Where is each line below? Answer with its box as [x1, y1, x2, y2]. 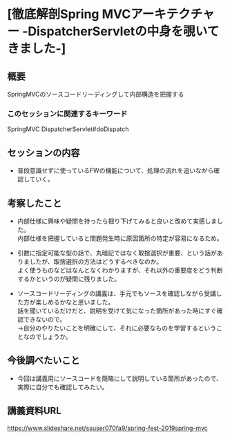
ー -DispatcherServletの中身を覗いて [7, 23, 220, 39]
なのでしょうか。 [23, 332, 73, 340]
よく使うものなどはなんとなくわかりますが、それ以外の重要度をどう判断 [17, 266, 223, 274]
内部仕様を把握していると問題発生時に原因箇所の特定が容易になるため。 [17, 234, 223, 242]
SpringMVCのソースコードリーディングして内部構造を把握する [7, 90, 184, 98]
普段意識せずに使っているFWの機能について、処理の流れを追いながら [17, 166, 214, 175]
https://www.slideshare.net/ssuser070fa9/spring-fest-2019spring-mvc [7, 424, 209, 432]
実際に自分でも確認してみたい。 [17, 382, 108, 391]
